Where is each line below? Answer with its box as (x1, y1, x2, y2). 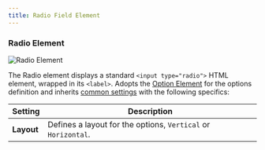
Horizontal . (47, 129, 91, 140)
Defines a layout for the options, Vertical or (47, 119, 211, 130)
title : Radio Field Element (8, 11, 101, 20)
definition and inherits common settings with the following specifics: (8, 87, 230, 97)
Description (127, 105, 174, 116)
